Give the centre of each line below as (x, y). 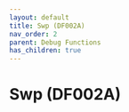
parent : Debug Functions (55, 42)
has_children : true (45, 51)
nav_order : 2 (33, 34)
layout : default (39, 17)
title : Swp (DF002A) (48, 26)
